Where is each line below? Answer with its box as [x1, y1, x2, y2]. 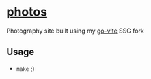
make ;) [16, 64, 35, 72]
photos [6, 4, 48, 20]
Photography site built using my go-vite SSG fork [6, 27, 144, 35]
